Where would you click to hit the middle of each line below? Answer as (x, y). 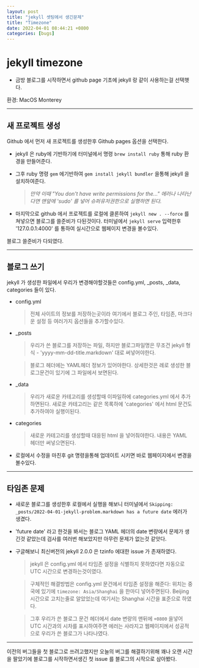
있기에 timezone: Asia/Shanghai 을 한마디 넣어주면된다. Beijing (115, 591)
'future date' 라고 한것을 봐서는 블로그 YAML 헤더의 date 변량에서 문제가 (99, 531)
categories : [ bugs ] (31, 34)
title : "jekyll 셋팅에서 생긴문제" (45, 17)
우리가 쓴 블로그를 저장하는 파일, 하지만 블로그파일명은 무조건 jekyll (107, 345)
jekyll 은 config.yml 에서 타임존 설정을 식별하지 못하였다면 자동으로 (107, 564)
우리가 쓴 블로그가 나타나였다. (75, 633)
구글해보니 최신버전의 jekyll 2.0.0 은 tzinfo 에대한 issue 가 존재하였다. (96, 551)
